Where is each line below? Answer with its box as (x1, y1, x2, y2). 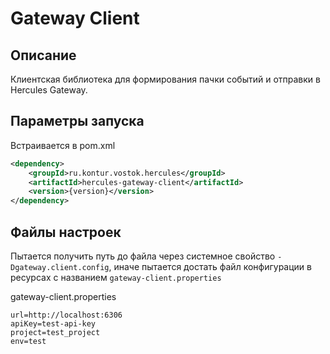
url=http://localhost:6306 (10, 310, 123, 320)
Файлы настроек (10, 223, 122, 241)
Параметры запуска (10, 113, 145, 130)
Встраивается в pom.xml (10, 139, 116, 151)
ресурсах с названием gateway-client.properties (10, 272, 222, 283)
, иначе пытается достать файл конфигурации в (108, 261, 312, 272)
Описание (10, 47, 77, 64)
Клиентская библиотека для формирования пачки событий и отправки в (10, 73, 321, 85)
